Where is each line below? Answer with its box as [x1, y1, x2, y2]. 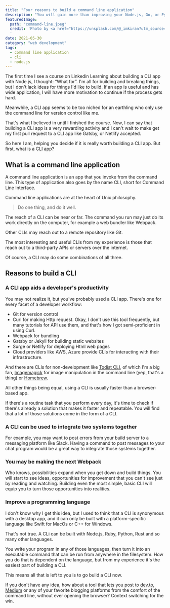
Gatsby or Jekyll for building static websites [12, 338, 104, 344]
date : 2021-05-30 [5, 36, 42, 41]
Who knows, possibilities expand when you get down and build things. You [5, 470, 161, 476]
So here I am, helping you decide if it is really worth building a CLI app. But [5, 140, 161, 147]
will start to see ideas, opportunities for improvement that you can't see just [5, 475, 163, 481]
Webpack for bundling [12, 333, 59, 339]
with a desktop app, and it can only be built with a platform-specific [5, 515, 146, 521]
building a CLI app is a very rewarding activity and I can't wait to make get [5, 125, 159, 131]
